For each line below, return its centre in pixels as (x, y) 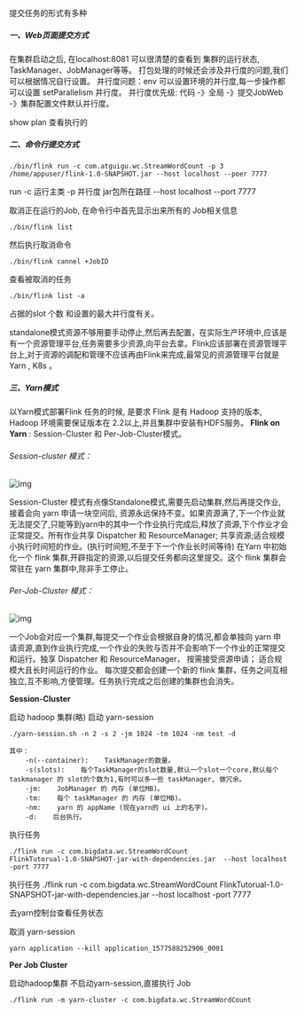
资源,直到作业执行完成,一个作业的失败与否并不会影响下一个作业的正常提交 (151, 648)
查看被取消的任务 (40, 279)
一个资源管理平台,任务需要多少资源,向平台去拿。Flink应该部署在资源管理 (148, 343)
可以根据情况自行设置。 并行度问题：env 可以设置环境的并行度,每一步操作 (144, 81)
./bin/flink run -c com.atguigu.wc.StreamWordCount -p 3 (117, 166)
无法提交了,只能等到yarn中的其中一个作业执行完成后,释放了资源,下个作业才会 (149, 524)
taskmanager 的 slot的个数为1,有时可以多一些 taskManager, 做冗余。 (128, 780)
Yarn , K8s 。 (33, 365)
